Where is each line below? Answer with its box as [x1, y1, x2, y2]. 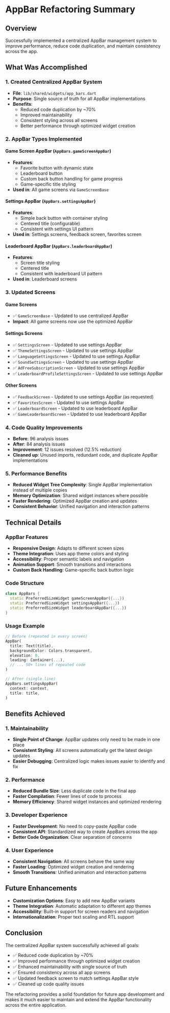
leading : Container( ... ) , [10, 657, 65, 663]
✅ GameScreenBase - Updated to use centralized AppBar [12, 313, 129, 319]
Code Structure [5, 579, 44, 586]
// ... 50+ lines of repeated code [10, 663, 86, 668]
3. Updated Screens [5, 289, 56, 296]
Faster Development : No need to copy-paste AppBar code [12, 823, 137, 829]
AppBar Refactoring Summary [5, 4, 135, 15]
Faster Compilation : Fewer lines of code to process [12, 793, 122, 799]
